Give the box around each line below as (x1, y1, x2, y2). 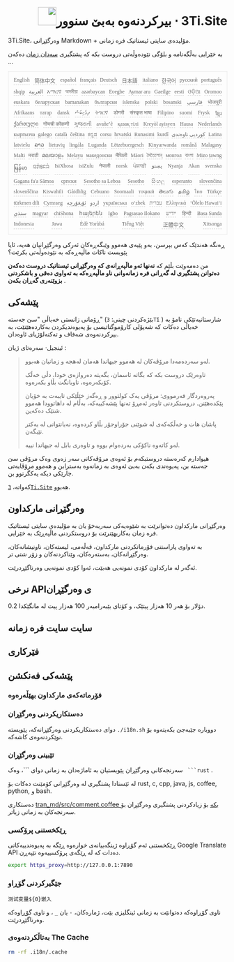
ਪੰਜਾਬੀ (132, 162, 147, 169)
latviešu (13, 141, 31, 148)
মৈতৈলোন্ (146, 151, 163, 158)
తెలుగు (158, 188, 173, 195)
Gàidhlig (68, 188, 86, 195)
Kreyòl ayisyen (143, 120, 175, 127)
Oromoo (203, 88, 222, 95)
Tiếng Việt (121, 220, 145, 227)
